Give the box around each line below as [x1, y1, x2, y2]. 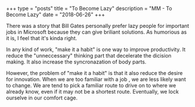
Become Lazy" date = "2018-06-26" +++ [6, 11, 105, 18]
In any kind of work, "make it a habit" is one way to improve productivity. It [6, 46, 186, 53]
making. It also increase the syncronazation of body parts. [6, 58, 146, 65]
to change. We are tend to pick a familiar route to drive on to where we [6, 82, 176, 89]
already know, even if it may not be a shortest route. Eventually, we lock [6, 88, 179, 95]
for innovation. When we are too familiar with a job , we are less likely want [6, 76, 186, 83]
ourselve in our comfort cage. [6, 94, 78, 101]
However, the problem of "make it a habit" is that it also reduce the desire [6, 70, 183, 76]
